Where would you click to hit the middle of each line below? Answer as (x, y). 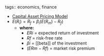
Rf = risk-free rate (44, 38)
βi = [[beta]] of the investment (57, 43)
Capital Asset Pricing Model (40, 16)
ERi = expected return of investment (63, 33)
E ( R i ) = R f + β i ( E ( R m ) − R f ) (38, 22)
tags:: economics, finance (31, 7)
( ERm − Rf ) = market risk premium (61, 48)
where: (26, 28)
